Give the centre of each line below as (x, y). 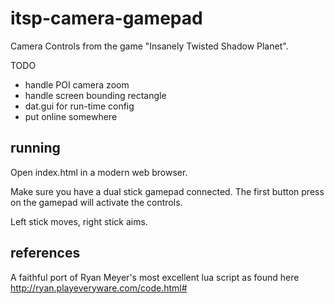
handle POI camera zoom (77, 84)
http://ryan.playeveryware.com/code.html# (99, 288)
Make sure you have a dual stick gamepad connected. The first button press (167, 191)
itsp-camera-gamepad (106, 18)
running (35, 148)
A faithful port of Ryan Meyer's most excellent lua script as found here (155, 277)
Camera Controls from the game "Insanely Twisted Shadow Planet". (149, 46)
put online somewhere (71, 116)
